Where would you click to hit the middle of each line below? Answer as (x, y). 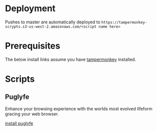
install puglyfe (19, 123)
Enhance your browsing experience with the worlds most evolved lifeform (79, 109)
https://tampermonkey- (124, 22)
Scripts (20, 79)
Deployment (30, 9)
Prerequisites (33, 46)
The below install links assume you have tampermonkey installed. (70, 59)
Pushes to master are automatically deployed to (53, 22)
